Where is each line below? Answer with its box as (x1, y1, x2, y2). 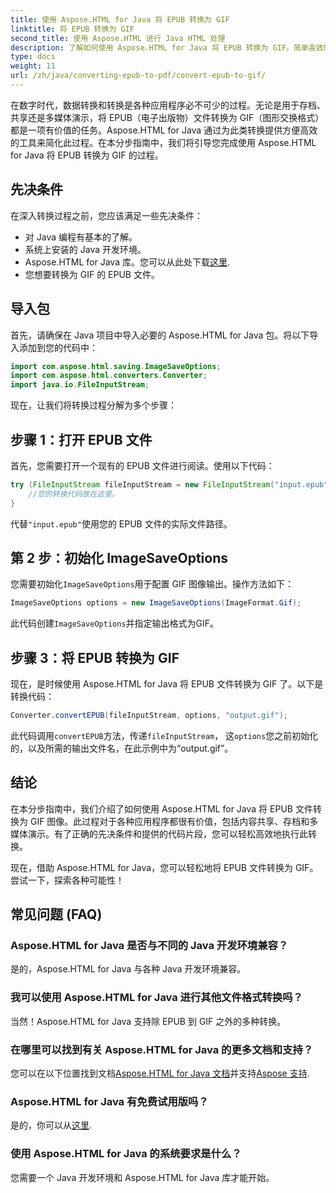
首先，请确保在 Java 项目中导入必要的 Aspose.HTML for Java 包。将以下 (10, 329, 310, 341)
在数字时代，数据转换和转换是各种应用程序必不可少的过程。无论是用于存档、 (10, 99, 326, 111)
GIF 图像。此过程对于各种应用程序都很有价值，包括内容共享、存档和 (29, 815, 310, 827)
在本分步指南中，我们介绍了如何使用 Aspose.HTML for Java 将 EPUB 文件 (10, 802, 313, 815)
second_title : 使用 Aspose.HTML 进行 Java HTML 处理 (10, 33, 226, 43)
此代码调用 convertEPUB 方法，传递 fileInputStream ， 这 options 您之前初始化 (10, 729, 319, 741)
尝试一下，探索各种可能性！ (10, 874, 125, 886)
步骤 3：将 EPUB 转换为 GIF (10, 649, 180, 666)
